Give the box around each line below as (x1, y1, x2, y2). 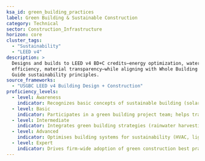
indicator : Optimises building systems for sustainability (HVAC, (17, 134, 190, 141)
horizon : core (6, 32, 43, 38)
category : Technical (6, 20, 59, 26)
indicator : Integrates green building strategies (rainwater (17, 123, 176, 129)
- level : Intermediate (12, 117, 70, 123)
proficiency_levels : (6, 89, 59, 95)
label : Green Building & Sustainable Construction (6, 15, 138, 21)
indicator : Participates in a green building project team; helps (17, 111, 190, 118)
